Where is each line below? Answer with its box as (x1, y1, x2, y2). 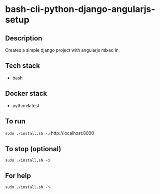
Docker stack (5, 89, 47, 98)
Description (5, 34, 42, 42)
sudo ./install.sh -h (5, 185, 50, 190)
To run (5, 117, 26, 126)
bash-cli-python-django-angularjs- (5, 3, 156, 15)
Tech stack (5, 61, 40, 70)
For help (5, 171, 31, 180)
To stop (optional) (5, 145, 61, 153)
